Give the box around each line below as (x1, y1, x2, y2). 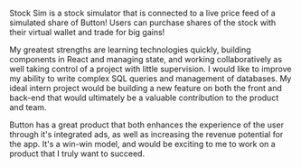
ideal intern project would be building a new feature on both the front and (9, 83, 283, 93)
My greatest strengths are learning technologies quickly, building (9, 44, 251, 55)
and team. (9, 102, 47, 112)
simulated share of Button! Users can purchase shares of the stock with (9, 17, 277, 28)
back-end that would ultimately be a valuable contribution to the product (9, 92, 279, 103)
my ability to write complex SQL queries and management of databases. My (9, 73, 292, 84)
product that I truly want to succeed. (9, 148, 146, 159)
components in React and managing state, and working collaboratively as (9, 54, 283, 64)
